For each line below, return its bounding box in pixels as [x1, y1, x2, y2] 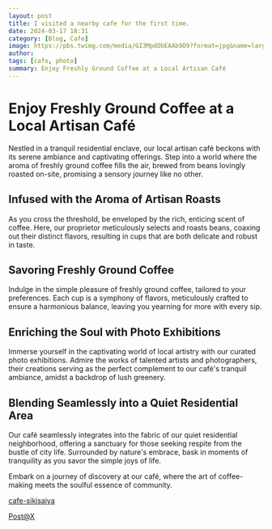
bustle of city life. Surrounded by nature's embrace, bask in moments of [8, 446, 249, 457]
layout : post [8, 11, 53, 20]
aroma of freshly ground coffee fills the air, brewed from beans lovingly [8, 160, 246, 170]
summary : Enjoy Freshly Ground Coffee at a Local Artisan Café [8, 65, 227, 73]
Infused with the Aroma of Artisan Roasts [8, 193, 221, 206]
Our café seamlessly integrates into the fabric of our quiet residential [8, 430, 238, 439]
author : [8, 49, 35, 57]
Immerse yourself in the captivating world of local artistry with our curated [8, 347, 257, 357]
